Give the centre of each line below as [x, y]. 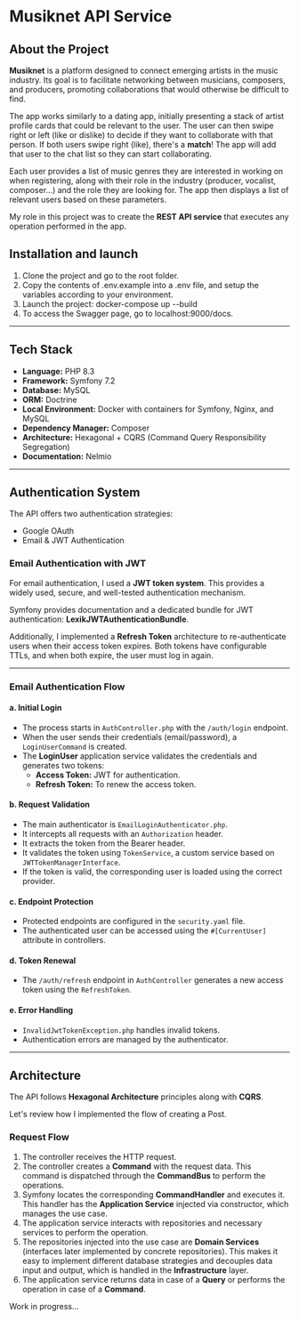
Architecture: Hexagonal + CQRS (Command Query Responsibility [144, 437]
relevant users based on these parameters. [88, 199]
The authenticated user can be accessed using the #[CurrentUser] [144, 930]
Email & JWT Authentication [73, 541]
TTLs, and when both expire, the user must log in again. [111, 655]
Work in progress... [44, 1306]
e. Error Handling [41, 1010]
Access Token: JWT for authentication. [108, 775]
